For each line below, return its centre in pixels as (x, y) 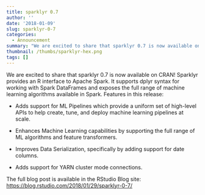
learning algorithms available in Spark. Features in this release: (85, 94)
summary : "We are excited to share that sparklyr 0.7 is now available (99, 46)
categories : (21, 35)
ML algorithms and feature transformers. (66, 137)
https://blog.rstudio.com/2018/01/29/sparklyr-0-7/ (70, 185)
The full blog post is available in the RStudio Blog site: (74, 179)
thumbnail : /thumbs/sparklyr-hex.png (54, 52)
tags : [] (17, 57)
